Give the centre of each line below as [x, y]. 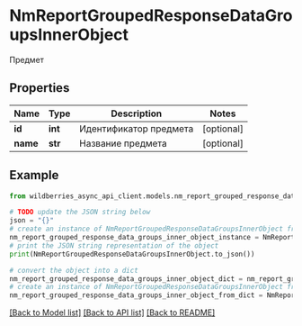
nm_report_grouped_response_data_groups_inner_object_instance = [134, 238]
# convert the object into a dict [74, 270]
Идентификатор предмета [137, 129]
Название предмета [124, 143]
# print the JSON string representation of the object [114, 245]
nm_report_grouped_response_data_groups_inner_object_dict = [126, 279]
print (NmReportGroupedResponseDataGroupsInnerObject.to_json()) [132, 254]
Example [34, 175]
